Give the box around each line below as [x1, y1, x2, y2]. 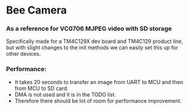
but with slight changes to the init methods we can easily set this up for [6, 44, 178, 51]
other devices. [6, 51, 41, 58]
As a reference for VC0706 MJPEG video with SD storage [6, 25, 172, 33]
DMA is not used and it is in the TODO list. [14, 91, 116, 98]
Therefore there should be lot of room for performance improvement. [14, 97, 182, 104]
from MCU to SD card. [14, 85, 69, 92]
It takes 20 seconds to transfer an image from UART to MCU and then [14, 78, 184, 85]
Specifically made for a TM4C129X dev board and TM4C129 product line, [6, 38, 184, 45]
